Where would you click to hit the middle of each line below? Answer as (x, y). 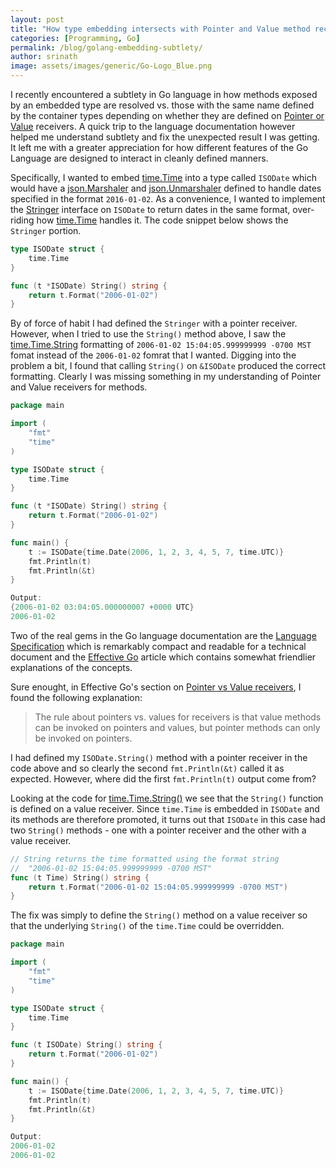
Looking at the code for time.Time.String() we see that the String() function (167, 798)
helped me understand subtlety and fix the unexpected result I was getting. (165, 137)
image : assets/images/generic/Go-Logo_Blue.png (111, 66)
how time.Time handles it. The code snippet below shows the (162, 220)
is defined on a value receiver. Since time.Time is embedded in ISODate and (165, 808)
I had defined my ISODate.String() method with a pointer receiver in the (159, 757)
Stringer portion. (46, 230)
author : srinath (44, 57)
